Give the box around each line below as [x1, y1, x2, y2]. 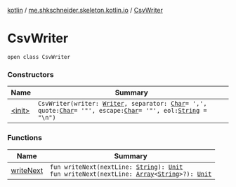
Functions [7, 133, 42, 143]
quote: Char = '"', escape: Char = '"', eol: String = [37, 106, 207, 115]
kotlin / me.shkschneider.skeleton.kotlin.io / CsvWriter [7, 6, 164, 14]
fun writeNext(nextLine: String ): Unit [49, 162, 183, 171]
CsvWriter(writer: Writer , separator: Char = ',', [37, 99, 207, 108]
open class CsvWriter [7, 53, 71, 60]
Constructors [7, 69, 54, 79]
